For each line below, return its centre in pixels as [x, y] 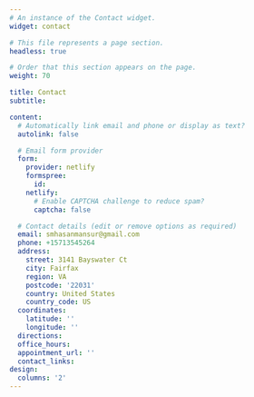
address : [34, 252]
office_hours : [44, 344]
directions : [40, 336]
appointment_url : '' [56, 352]
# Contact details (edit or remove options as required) [127, 226]
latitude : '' [50, 319]
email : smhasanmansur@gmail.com [79, 234]
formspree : [46, 176]
